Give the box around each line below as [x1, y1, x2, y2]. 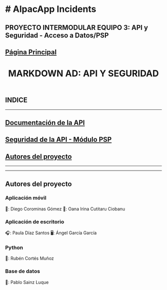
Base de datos [5, 268, 40, 275]
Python [5, 244, 23, 251]
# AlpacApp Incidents [5, 3, 96, 15]
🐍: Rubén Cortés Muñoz [5, 255, 54, 262]
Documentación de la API [5, 118, 85, 127]
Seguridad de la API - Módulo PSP [5, 135, 112, 144]
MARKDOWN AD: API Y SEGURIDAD [8, 68, 159, 79]
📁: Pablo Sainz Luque [5, 279, 49, 285]
